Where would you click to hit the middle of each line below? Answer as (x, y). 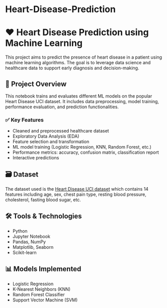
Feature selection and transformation (51, 142)
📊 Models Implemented (43, 269)
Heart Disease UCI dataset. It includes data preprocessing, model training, (82, 101)
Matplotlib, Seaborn (33, 247)
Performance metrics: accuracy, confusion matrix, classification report (86, 152)
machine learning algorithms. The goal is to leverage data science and (78, 63)
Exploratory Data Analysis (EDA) (46, 136)
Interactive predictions (36, 158)
